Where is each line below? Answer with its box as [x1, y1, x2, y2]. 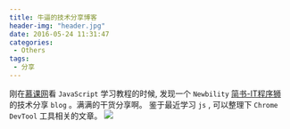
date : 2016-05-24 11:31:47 [9, 29, 110, 38]
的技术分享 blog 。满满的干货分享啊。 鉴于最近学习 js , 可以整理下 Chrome [9, 99, 278, 109]
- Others [12, 46, 46, 55]
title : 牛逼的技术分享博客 [9, 12, 98, 22]
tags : [9, 54, 29, 63]
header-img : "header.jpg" [9, 21, 105, 30]
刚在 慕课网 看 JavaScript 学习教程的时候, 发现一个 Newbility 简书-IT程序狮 [9, 88, 282, 99]
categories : [9, 37, 54, 47]
